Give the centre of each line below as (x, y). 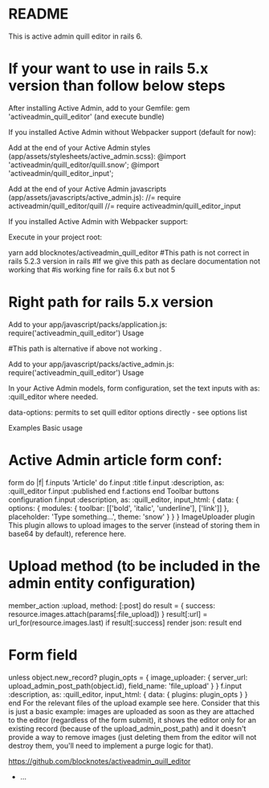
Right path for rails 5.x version (111, 302)
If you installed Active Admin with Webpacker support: (98, 221)
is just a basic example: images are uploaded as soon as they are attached (131, 711)
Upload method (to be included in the (134, 566)
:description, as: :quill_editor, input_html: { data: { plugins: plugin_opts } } (128, 694)
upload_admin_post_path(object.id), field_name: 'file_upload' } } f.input (125, 686)
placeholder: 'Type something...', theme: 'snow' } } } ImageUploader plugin (132, 516)
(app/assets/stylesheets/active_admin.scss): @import (97, 156)
